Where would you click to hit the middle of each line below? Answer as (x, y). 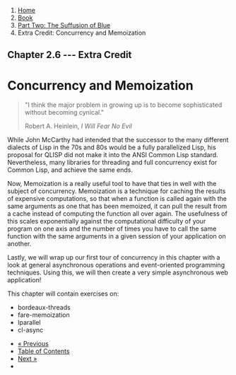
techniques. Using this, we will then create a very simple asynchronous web (118, 272)
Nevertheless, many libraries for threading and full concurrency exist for (112, 163)
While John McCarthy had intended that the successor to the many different (118, 140)
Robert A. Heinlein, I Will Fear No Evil (78, 126)
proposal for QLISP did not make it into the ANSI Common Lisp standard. (113, 155)
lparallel (29, 323)
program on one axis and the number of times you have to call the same (112, 229)
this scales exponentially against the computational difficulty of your (107, 221)
